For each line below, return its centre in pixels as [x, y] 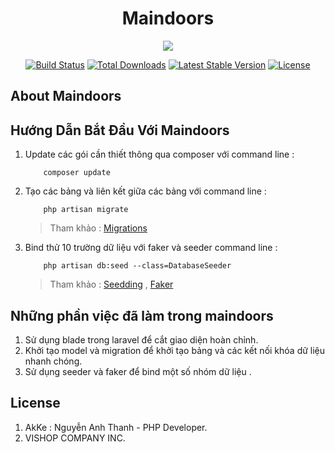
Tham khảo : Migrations [98, 228]
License [35, 403]
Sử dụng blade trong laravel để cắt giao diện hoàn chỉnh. [141, 339]
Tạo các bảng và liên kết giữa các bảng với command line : [145, 191]
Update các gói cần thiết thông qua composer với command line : [159, 154]
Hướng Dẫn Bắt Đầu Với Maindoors [120, 130]
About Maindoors [66, 96]
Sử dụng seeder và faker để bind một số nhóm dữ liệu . [138, 371]
